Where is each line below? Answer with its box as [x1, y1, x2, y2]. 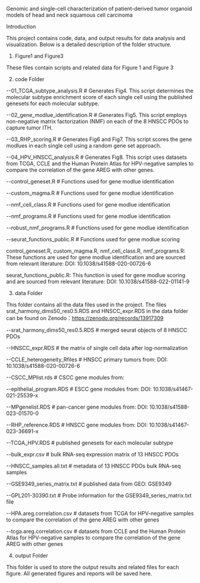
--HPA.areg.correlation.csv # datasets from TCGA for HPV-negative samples [6, 510, 194, 517]
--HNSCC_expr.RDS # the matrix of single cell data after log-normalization [6, 345, 188, 351]
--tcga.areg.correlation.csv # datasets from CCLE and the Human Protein [6, 528, 186, 535]
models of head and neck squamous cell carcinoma [6, 11, 133, 19]
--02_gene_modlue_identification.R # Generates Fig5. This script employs [6, 112, 187, 118]
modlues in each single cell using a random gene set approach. [6, 142, 162, 149]
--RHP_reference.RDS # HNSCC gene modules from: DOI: [6, 421, 148, 428]
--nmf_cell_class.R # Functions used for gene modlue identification [6, 201, 171, 208]
